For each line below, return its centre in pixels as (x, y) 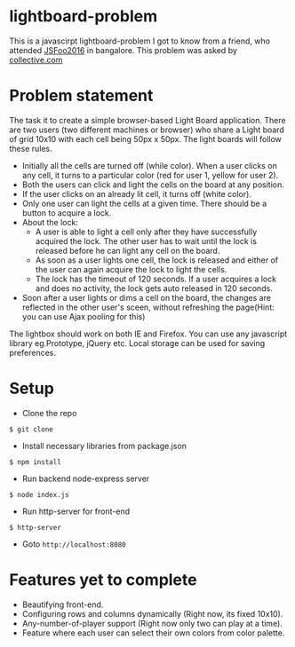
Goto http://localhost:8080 (74, 544)
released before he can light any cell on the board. (128, 250)
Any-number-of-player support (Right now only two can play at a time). (152, 623)
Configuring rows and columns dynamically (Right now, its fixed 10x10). (152, 613)
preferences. (32, 352)
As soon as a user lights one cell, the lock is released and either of (156, 260)
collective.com (36, 59)
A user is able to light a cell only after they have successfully (146, 232)
